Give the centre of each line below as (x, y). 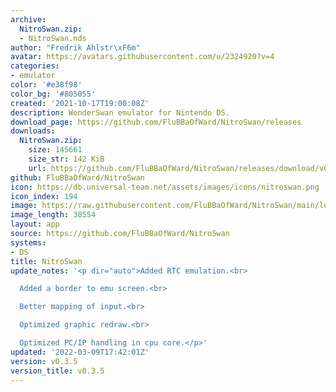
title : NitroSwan (46, 261)
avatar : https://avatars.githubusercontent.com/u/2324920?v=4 (142, 57)
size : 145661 (55, 150)
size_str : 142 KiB (66, 159)
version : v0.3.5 (44, 361)
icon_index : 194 (44, 196)
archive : (28, 19)
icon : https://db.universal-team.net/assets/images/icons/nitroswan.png (165, 187)
